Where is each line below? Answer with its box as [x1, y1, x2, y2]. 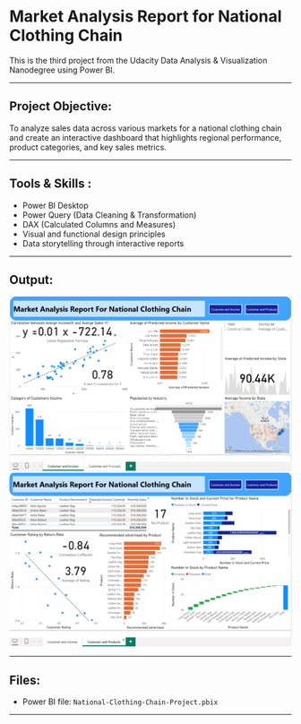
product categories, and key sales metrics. [9, 142, 168, 152]
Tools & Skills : [9, 177, 92, 192]
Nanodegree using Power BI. [9, 65, 116, 75]
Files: [9, 672, 40, 687]
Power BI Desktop [21, 200, 89, 211]
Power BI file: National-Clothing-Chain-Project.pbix [21, 696, 219, 707]
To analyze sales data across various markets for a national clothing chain [9, 123, 282, 134]
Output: [9, 271, 54, 288]
